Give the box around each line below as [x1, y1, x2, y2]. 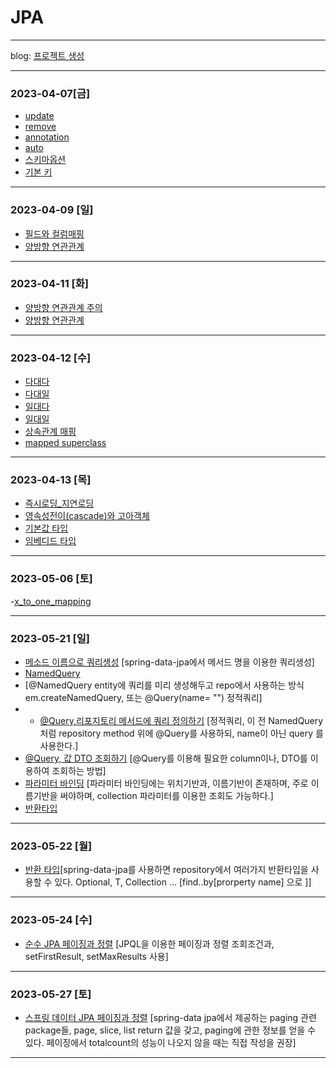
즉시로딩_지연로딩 [24, 497, 95, 510]
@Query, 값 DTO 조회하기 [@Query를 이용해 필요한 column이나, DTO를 [24, 752, 308, 765]
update [24, 110, 55, 122]
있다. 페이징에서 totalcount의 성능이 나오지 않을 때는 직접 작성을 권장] [24, 1036, 297, 1048]
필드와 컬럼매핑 [24, 227, 85, 240]
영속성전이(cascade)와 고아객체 [24, 510, 150, 522]
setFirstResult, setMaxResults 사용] [24, 950, 169, 962]
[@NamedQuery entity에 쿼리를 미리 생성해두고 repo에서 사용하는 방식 [24, 679, 305, 691]
